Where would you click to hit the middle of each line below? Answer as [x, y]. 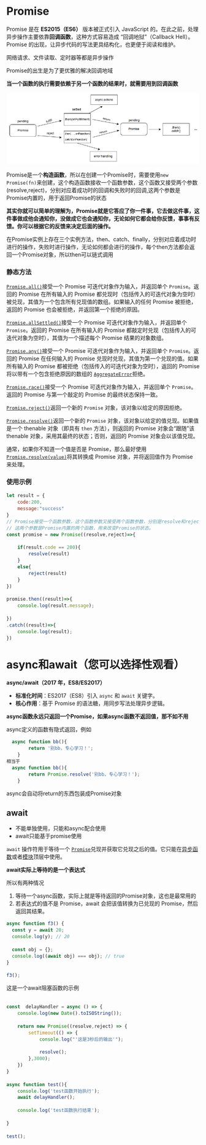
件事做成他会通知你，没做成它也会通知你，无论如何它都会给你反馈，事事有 [100, 218]
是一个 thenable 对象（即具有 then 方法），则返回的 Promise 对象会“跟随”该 [101, 428]
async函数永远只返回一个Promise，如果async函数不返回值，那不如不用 [97, 717]
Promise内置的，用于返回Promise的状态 [57, 198]
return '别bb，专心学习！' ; [61, 749]
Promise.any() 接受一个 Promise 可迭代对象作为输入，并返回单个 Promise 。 [100, 351]
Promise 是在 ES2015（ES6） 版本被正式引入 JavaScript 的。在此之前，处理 [102, 29]
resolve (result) [49, 554]
